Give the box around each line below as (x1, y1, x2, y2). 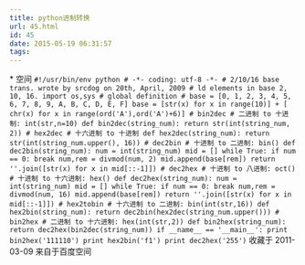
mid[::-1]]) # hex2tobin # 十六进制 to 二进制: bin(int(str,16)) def (9, 200, 270, 209)
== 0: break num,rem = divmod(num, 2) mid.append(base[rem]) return (9, 154, 276, 164)
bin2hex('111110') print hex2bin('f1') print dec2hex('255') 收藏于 (9, 235, 274, 246)
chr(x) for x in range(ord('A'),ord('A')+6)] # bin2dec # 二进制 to (9, 110, 272, 119)
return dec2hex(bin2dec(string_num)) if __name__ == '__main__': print (9, 226, 288, 235)
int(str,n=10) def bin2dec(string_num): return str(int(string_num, (24, 120, 290, 129)
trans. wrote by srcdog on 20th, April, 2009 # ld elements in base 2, (9, 84, 288, 93)
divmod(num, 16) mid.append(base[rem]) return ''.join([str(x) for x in (9, 190, 292, 199)
